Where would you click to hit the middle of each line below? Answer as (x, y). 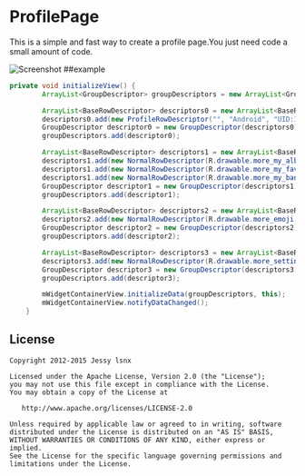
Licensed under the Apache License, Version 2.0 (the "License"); (138, 376)
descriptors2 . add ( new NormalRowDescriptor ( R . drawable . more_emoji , (170, 220)
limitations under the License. (70, 464)
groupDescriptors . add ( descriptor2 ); (111, 237)
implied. (26, 448)
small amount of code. (51, 51)
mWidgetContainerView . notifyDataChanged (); (125, 303)
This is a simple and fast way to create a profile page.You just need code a (148, 42)
